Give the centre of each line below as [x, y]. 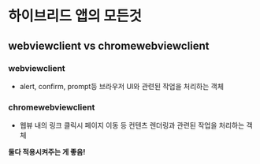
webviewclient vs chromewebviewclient [109, 45]
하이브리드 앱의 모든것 [75, 16]
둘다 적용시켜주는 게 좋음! [47, 152]
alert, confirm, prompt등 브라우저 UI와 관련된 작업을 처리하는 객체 [122, 86]
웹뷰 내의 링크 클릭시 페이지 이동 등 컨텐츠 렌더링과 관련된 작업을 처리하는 [132, 125]
